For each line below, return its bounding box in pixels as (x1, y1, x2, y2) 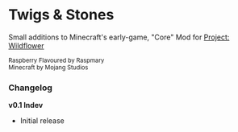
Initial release (19, 116, 65, 126)
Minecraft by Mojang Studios (8, 63, 89, 72)
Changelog (8, 82, 52, 93)
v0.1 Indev (8, 101, 44, 110)
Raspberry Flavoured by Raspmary (8, 56, 105, 64)
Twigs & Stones (8, 6, 115, 24)
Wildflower (8, 40, 44, 50)
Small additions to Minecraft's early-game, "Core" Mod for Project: (8, 32, 230, 42)
